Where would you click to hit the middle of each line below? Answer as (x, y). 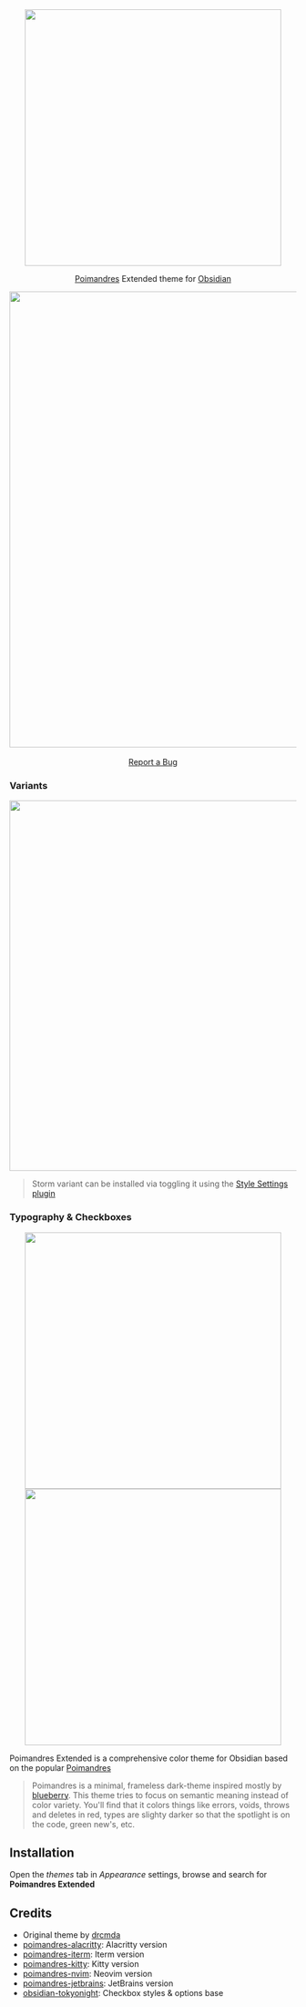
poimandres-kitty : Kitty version (81, 1964)
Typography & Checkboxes (71, 1217)
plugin (44, 1194)
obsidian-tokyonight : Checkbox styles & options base (123, 1993)
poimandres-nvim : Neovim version (87, 1974)
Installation (42, 1852)
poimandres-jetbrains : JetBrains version (98, 1983)
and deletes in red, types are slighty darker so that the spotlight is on (161, 1815)
